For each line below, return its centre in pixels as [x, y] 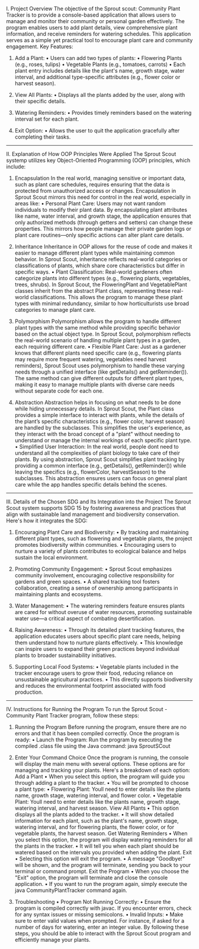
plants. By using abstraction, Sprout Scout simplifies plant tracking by [99, 459]
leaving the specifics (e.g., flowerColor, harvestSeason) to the [90, 472]
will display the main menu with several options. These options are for [100, 764]
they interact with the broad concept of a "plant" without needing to [97, 434]
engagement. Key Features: [40, 46]
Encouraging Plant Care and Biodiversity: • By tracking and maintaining [102, 532]
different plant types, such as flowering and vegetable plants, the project [103, 538]
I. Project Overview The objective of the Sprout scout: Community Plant [93, 9]
